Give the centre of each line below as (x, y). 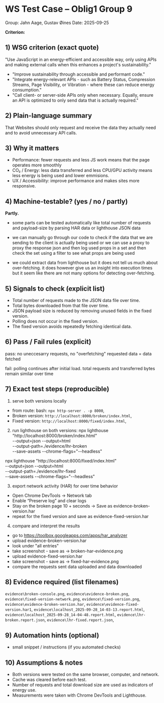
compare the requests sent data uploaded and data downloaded (77, 567)
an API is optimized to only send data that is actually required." (75, 100)
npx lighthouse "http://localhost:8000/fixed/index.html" (61, 460)
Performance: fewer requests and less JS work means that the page (81, 160)
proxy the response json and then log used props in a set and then (79, 248)
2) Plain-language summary (48, 116)
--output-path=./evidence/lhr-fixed (40, 471)
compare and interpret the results (46, 526)
